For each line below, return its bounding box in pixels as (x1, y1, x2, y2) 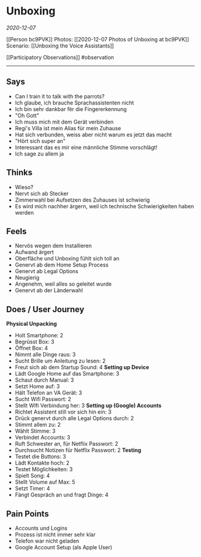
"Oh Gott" (14, 112, 39, 119)
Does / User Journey (6, 304, 85, 315)
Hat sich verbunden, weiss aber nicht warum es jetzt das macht (14, 131, 172, 138)
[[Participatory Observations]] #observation (6, 53, 114, 61)
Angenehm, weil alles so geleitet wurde (14, 280, 112, 288)
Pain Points (6, 508, 49, 519)
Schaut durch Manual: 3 (14, 376, 74, 384)
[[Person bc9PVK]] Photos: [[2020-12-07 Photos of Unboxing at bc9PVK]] (6, 35, 190, 43)
